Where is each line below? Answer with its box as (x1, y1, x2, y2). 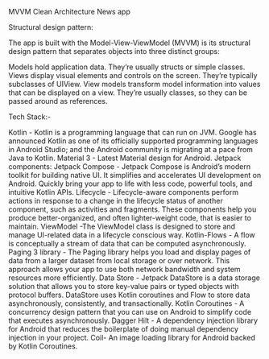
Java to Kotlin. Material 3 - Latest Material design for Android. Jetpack (8, 153, 242, 163)
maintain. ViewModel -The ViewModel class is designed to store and (8, 221, 236, 231)
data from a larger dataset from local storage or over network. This (8, 256, 230, 265)
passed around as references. (8, 97, 108, 105)
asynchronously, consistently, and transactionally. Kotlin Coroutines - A (8, 299, 245, 308)
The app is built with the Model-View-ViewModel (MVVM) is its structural (8, 38, 251, 47)
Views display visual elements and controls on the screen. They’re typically (8, 71, 258, 80)
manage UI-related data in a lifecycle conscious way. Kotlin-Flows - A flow (8, 230, 255, 240)
